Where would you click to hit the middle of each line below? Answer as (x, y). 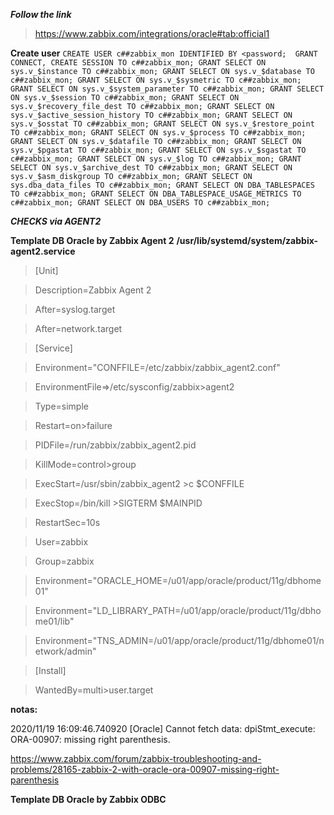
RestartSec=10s (67, 522)
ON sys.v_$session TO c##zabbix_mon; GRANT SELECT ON (125, 98)
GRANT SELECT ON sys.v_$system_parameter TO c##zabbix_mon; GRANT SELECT (167, 89)
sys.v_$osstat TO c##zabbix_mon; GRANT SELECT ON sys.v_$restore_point (162, 124)
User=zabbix (61, 542)
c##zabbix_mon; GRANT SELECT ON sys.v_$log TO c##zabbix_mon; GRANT (156, 159)
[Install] (50, 670)
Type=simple (61, 406)
